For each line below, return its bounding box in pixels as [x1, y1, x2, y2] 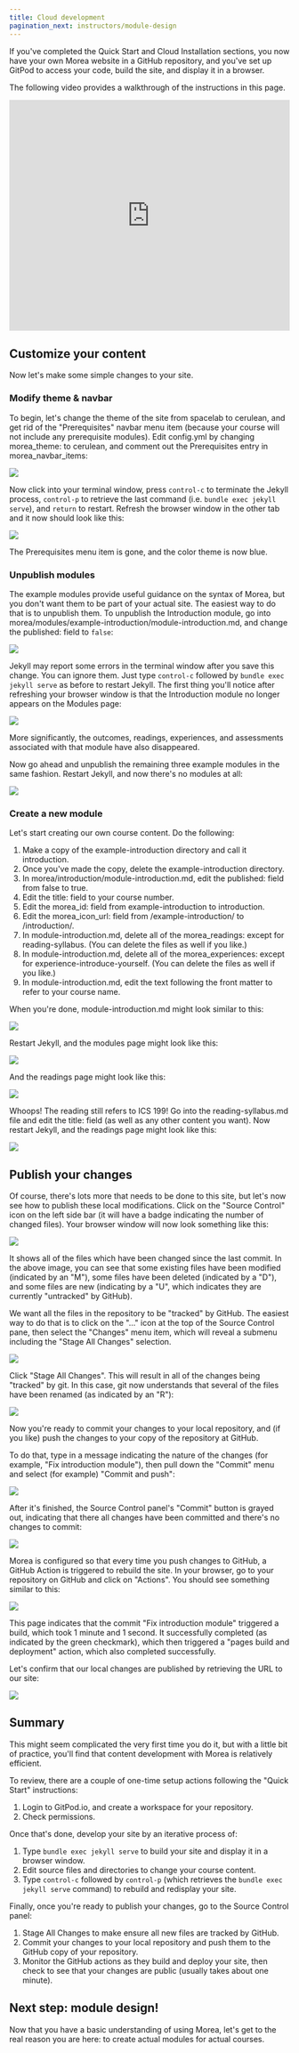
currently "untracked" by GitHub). [9, 1291, 133, 1302]
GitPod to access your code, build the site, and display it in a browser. [9, 64, 265, 76]
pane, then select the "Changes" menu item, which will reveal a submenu [9, 1327, 278, 1338]
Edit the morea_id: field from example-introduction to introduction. [21, 901, 265, 912]
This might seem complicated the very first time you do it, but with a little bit [9, 1739, 288, 1750]
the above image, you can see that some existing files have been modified [9, 1263, 282, 1273]
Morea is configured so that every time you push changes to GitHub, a [9, 1556, 267, 1566]
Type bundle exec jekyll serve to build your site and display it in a [21, 1846, 269, 1856]
